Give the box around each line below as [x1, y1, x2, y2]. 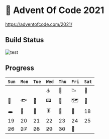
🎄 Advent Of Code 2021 [5, 5, 104, 16]
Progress [5, 64, 34, 73]
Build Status [5, 36, 44, 44]
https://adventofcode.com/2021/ [5, 21, 73, 27]
